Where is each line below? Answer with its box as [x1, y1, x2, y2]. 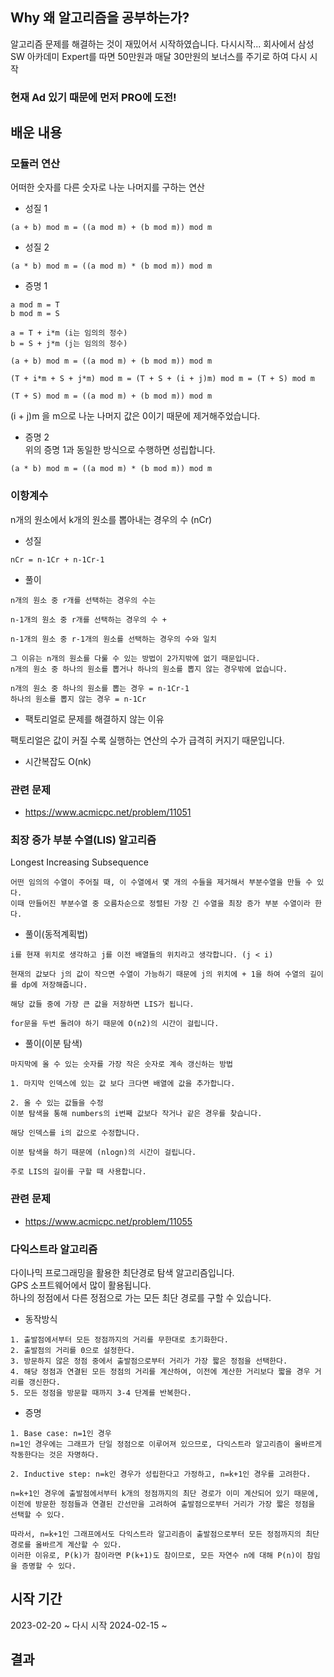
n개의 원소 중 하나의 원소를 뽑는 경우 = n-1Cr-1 [10, 683, 190, 693]
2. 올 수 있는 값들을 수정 [10, 1098, 104, 1108]
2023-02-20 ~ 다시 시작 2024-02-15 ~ [10, 1619, 168, 1631]
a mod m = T [10, 300, 60, 310]
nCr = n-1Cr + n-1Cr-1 [10, 554, 105, 565]
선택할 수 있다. [10, 1509, 66, 1520]
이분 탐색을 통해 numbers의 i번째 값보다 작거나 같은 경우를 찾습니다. [10, 1109, 263, 1119]
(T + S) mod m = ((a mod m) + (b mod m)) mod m [10, 391, 213, 402]
